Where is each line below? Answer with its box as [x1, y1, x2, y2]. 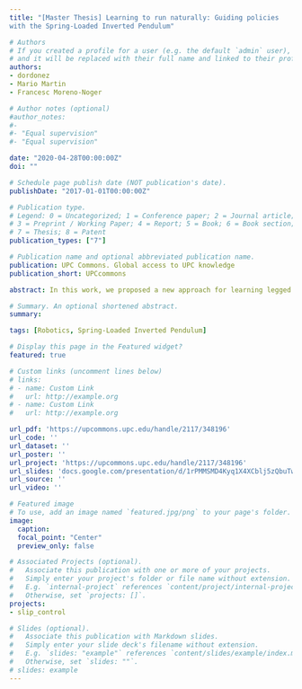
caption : [17, 525, 50, 534]
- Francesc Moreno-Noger [9, 87, 102, 97]
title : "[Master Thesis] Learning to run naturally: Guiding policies [9, 13, 280, 22]
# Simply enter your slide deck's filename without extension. [9, 640, 259, 649]
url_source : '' [9, 475, 67, 484]
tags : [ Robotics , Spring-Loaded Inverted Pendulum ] [9, 326, 207, 335]
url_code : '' [9, 433, 58, 442]
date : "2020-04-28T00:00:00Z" [9, 154, 123, 163]
